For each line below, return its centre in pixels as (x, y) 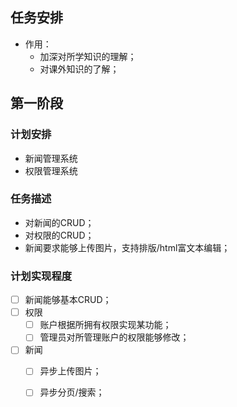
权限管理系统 (51, 170)
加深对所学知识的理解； (88, 56)
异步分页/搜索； (72, 392)
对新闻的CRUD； (59, 222)
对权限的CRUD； (59, 235)
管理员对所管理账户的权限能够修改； (114, 337)
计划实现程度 (41, 276)
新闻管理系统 (51, 158)
